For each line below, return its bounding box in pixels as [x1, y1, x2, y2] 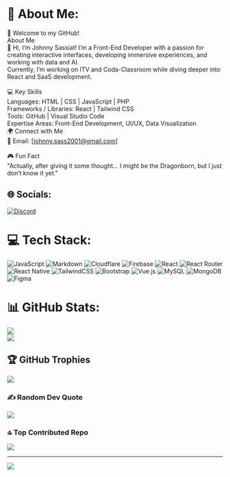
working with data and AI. [7, 58, 79, 66]
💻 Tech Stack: [7, 232, 92, 247]
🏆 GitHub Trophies [7, 354, 91, 366]
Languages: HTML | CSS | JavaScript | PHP [7, 97, 130, 106]
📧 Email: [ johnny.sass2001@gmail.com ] [7, 136, 118, 145]
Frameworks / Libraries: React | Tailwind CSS [7, 104, 135, 112]
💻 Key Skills [7, 87, 42, 95]
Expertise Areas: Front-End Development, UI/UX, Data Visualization [7, 119, 196, 127]
